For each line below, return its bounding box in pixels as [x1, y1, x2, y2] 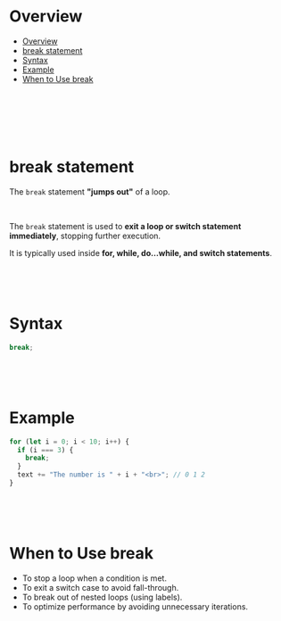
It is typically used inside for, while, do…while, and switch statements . [9, 247, 272, 258]
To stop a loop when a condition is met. [21, 573, 168, 584]
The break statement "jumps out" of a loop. [9, 186, 171, 197]
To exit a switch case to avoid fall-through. [21, 582, 179, 592]
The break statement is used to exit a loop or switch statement [9, 220, 242, 231]
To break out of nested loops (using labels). [21, 592, 183, 602]
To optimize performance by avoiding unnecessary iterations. [21, 600, 248, 612]
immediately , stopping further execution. [9, 230, 161, 241]
